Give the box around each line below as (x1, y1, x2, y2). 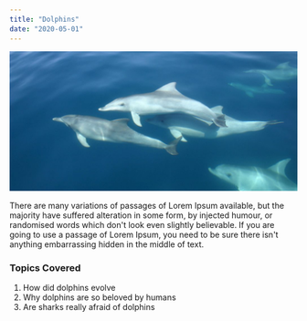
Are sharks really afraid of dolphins (22, 301, 155, 312)
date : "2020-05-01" (9, 24, 84, 34)
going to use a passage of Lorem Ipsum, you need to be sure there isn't (9, 229, 279, 240)
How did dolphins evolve (22, 282, 116, 293)
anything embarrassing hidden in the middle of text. (9, 238, 204, 250)
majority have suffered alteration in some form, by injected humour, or (9, 210, 273, 221)
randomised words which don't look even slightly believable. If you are (9, 219, 275, 230)
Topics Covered (9, 261, 81, 274)
